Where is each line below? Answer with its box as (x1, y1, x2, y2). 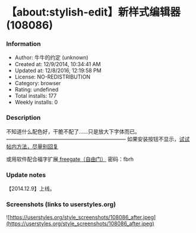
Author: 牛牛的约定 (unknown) (14, 54, 88, 61)
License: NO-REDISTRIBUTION (14, 73, 91, 80)
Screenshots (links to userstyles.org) (6, 200, 116, 209)
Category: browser (14, 80, 61, 87)
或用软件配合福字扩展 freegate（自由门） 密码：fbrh (6, 156, 134, 163)
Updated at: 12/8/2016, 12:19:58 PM (14, 67, 102, 74)
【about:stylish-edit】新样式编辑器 (6, 5, 181, 19)
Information (6, 40, 41, 48)
